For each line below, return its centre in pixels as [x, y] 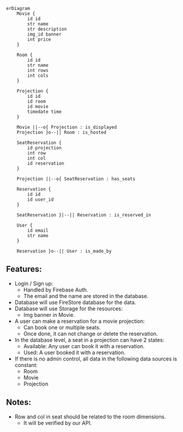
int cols [38, 76]
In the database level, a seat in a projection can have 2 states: [89, 340]
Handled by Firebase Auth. [56, 290]
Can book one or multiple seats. [62, 327]
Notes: [19, 402]
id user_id [41, 199]
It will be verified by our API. [58, 423]
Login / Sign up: [34, 283]
